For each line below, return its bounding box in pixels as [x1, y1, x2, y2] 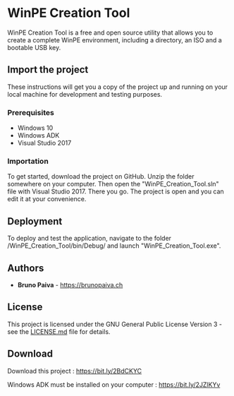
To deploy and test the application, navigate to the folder [7, 234, 171, 243]
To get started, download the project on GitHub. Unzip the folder [7, 172, 195, 181]
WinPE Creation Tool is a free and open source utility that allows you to [7, 28, 214, 37]
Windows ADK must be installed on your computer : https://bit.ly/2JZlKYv [7, 380, 221, 389]
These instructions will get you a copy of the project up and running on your [7, 83, 228, 91]
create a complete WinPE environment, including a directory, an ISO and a [7, 35, 222, 44]
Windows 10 [17, 124, 54, 132]
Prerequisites [7, 107, 54, 117]
